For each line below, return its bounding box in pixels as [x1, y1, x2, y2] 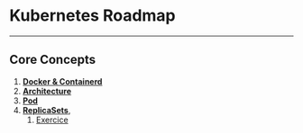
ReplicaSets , [22, 104, 71, 115]
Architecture [22, 85, 72, 96]
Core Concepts [9, 52, 96, 67]
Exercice [35, 114, 69, 125]
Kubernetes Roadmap [9, 5, 176, 26]
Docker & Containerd [22, 75, 103, 86]
